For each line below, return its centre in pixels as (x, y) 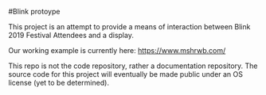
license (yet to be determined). (59, 83)
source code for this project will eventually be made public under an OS (126, 74)
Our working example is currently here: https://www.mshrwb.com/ (117, 50)
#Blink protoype (34, 11)
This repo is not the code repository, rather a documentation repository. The (133, 66)
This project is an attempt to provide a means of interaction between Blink (129, 27)
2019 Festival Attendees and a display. (71, 35)
